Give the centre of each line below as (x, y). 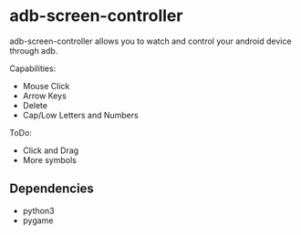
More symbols (50, 159)
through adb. (34, 50)
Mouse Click (46, 86)
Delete (35, 105)
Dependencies (52, 189)
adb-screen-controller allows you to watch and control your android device (150, 41)
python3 (38, 210)
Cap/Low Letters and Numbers (80, 115)
